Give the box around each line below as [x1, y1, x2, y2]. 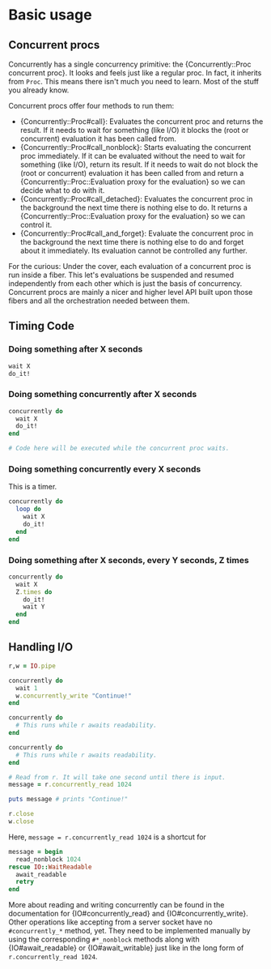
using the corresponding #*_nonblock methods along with [8, 934, 200, 945]
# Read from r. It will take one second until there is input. [8, 773, 227, 781]
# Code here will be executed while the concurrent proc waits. [8, 444, 230, 453]
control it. [19, 220, 53, 229]
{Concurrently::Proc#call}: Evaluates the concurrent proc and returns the [19, 117, 264, 126]
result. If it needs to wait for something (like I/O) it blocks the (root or [19, 126, 249, 134]
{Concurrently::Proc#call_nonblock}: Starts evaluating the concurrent [19, 143, 252, 152]
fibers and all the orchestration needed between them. [8, 296, 190, 305]
